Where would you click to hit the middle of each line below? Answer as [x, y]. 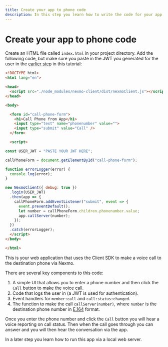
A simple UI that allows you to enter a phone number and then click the [85, 282]
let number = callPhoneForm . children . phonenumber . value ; [79, 211]
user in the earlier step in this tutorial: [43, 64]
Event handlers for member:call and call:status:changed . [71, 298]
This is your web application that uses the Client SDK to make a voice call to [83, 258]
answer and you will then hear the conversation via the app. [67, 329]
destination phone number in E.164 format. [56, 309]
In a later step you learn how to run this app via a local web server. [73, 339]
